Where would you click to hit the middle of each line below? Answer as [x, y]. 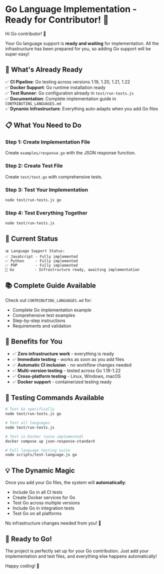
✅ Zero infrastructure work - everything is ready [63, 353]
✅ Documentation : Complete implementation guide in [61, 98]
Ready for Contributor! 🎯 [57, 20]
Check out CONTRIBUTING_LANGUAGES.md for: [48, 300]
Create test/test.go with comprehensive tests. [54, 176]
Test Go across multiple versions [46, 503]
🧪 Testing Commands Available [54, 398]
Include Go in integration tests [43, 508]
